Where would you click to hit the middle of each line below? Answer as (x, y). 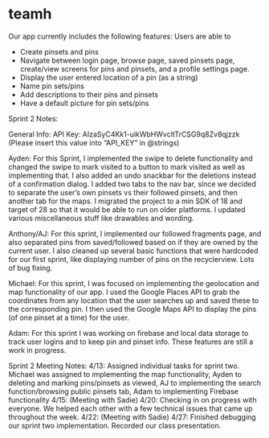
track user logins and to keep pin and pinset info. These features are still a (131, 342)
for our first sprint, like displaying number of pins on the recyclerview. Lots (131, 259)
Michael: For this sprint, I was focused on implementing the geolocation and (134, 283)
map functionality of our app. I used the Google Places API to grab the (124, 292)
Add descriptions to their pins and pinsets (89, 94)
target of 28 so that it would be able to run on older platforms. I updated (127, 209)
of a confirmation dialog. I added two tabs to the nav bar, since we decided (132, 184)
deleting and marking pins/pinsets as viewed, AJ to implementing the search (135, 383)
